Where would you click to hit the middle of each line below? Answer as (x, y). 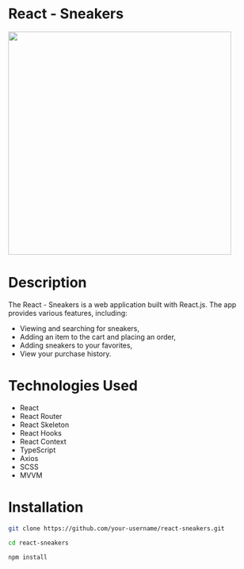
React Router (41, 416)
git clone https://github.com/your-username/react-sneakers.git (116, 529)
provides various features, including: (68, 313)
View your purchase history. (65, 353)
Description (48, 283)
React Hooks (40, 433)
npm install (28, 557)
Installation (46, 507)
